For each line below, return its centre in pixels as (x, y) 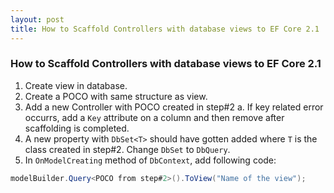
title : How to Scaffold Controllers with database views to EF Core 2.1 (165, 29)
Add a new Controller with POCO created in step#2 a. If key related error (174, 107)
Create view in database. (76, 85)
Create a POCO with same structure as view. (116, 96)
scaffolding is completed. (77, 128)
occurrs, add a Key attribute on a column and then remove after (154, 117)
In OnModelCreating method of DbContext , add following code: (150, 160)
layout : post (37, 19)
